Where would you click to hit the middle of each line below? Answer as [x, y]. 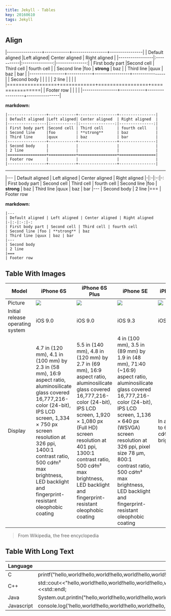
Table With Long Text [40, 552]
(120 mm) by [92, 358]
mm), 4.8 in [90, 351]
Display [17, 431]
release [17, 317]
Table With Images [36, 274]
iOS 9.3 [126, 320]
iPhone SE [135, 291]
